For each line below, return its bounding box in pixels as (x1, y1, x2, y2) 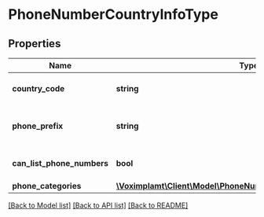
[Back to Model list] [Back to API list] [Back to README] (8, 200, 189, 210)
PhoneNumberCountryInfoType (8, 6, 218, 24)
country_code (12, 83, 65, 94)
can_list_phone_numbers (12, 158, 108, 168)
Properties (8, 37, 61, 50)
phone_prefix (12, 120, 64, 131)
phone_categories (12, 181, 82, 191)
